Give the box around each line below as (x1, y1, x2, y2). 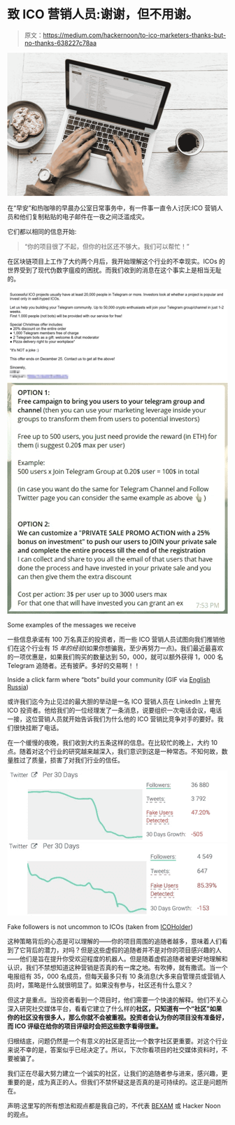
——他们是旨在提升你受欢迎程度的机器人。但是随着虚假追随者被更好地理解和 (7, 954, 228, 963)
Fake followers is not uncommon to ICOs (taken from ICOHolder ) (7, 922, 194, 931)
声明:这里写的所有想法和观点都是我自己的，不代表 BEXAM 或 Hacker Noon (7, 1101, 221, 1110)
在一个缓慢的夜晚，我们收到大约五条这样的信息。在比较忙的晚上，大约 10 (7, 738, 218, 746)
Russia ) (7, 683, 29, 691)
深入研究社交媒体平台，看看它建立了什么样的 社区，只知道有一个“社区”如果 (7, 1004, 222, 1012)
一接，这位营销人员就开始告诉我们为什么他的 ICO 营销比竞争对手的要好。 (7, 715, 218, 723)
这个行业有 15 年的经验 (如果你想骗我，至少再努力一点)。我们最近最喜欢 (19, 643, 224, 652)
